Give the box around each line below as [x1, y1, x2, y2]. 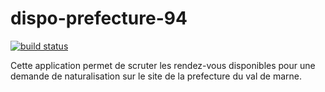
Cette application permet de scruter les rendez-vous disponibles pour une [10, 59, 316, 71]
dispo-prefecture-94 [10, 7, 188, 30]
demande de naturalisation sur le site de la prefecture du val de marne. [10, 70, 302, 82]
